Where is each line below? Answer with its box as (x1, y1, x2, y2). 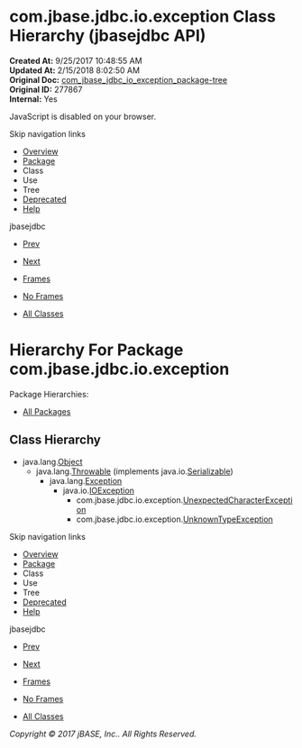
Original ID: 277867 (9, 84, 83, 95)
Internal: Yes (9, 93, 59, 105)
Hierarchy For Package (9, 340, 184, 360)
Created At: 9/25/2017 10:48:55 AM (9, 55, 142, 66)
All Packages (22, 406, 71, 416)
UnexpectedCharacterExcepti (183, 494, 293, 506)
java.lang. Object (22, 456, 83, 467)
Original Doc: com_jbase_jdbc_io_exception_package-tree (9, 74, 228, 85)
